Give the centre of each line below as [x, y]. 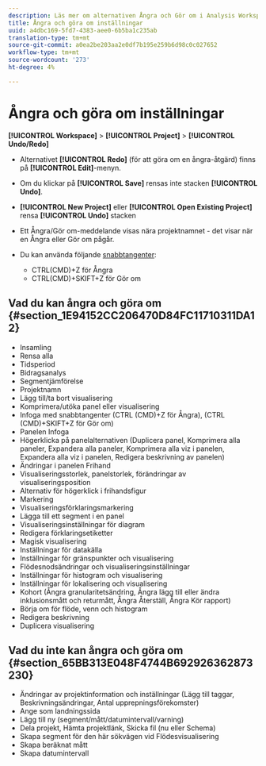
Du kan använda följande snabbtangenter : [88, 254]
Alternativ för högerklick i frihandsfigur [83, 491]
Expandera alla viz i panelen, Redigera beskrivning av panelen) [122, 456]
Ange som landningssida [60, 711]
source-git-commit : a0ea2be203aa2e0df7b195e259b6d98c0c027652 [113, 45]
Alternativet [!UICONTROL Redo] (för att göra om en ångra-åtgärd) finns [137, 159]
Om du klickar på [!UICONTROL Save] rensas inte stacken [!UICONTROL [139, 183]
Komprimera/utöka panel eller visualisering [89, 406]
